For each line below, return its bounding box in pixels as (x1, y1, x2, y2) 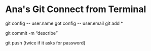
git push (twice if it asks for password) (5, 39, 86, 46)
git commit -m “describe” (5, 30, 58, 36)
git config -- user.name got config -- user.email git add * (5, 20, 123, 26)
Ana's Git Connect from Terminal (5, 4, 146, 15)
